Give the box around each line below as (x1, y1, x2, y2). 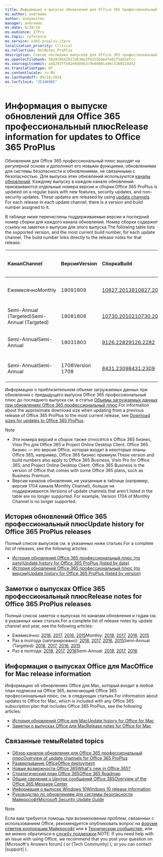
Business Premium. (12, 472, 51, 478)
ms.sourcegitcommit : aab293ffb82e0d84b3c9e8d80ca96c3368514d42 (5, 61, 136, 66)
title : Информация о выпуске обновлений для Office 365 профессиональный (5, 7, 158, 12)
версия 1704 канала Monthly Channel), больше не (12, 483, 115, 489)
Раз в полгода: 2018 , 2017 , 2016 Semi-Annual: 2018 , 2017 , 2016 (12, 648, 137, 654)
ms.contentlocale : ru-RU (5, 70, 55, 75)
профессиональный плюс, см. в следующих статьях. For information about (5, 693, 158, 699)
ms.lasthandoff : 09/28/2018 (5, 75, 62, 80)
